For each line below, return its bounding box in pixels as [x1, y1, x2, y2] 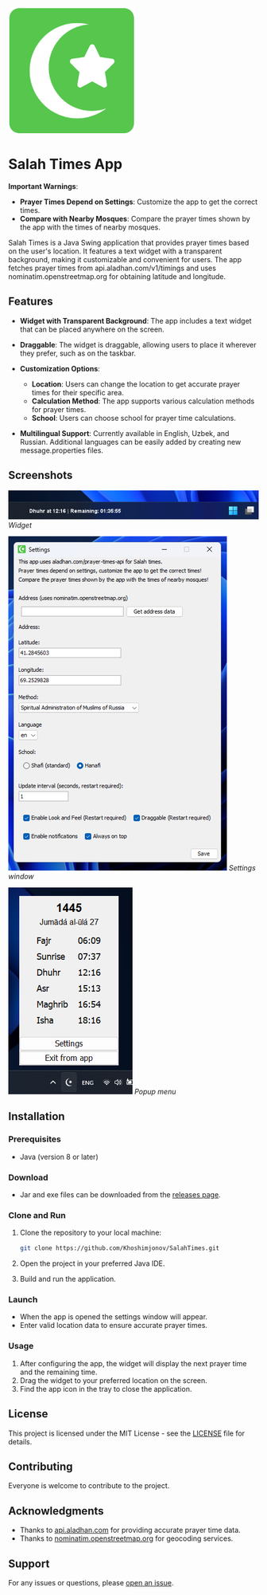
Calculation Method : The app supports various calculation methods [31, 396, 255, 406]
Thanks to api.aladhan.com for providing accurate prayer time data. [19, 1526, 241, 1535]
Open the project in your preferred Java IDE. [19, 1259, 165, 1268]
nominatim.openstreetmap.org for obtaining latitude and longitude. [8, 271, 226, 281]
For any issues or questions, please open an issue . [8, 1577, 174, 1587]
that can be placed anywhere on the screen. [19, 324, 164, 334]
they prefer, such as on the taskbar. [19, 348, 137, 358]
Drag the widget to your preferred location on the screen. [19, 1375, 208, 1385]
